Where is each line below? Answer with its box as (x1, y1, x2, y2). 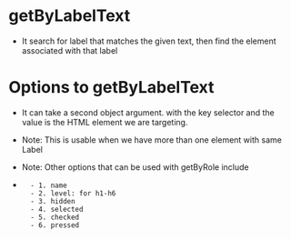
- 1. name (30, 181, 67, 190)
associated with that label (21, 45, 118, 55)
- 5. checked (30, 213, 80, 222)
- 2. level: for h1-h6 (30, 188, 116, 198)
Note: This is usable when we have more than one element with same (21, 134, 283, 145)
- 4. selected (30, 204, 84, 214)
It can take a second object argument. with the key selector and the (21, 106, 275, 118)
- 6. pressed (30, 220, 80, 230)
